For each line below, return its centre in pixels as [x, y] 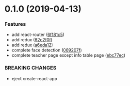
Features [15, 24]
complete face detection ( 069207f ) [47, 50]
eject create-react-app [34, 78]
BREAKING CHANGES [31, 68]
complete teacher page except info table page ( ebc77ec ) [68, 55]
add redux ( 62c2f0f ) [32, 40]
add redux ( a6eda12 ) [32, 45]
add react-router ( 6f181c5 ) [38, 34]
